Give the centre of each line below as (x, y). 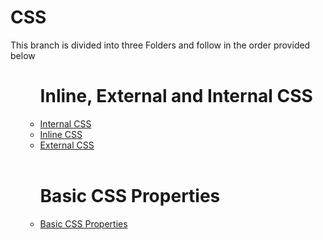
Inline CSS (61, 134)
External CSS (67, 145)
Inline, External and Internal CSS (176, 96)
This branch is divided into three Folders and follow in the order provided (160, 45)
